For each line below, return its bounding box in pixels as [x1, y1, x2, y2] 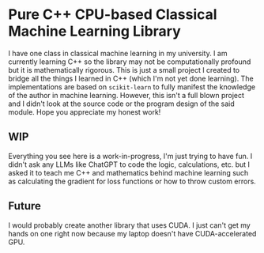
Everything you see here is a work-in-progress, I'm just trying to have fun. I [8, 151, 253, 160]
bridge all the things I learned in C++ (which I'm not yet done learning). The [8, 74, 255, 83]
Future [8, 199, 42, 213]
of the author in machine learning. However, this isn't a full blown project [8, 90, 245, 100]
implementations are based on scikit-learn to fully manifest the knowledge [8, 81, 255, 92]
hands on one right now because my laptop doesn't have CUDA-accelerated [8, 228, 257, 238]
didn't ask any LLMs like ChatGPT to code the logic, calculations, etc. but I [8, 160, 251, 169]
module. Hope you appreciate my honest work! [8, 107, 161, 116]
